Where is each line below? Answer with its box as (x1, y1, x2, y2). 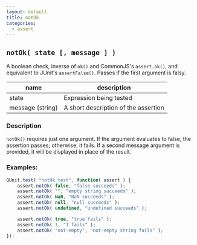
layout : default (6, 8, 47, 15)
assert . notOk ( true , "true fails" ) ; (17, 216, 112, 222)
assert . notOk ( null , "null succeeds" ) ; (17, 200, 120, 206)
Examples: (6, 163, 38, 172)
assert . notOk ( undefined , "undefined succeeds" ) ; (17, 205, 147, 212)
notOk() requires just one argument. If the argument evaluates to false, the (6, 136, 192, 143)
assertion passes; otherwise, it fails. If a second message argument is (6, 142, 180, 149)
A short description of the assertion (63, 103, 164, 112)
